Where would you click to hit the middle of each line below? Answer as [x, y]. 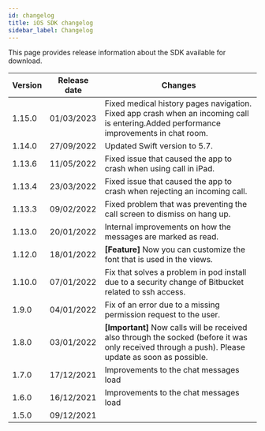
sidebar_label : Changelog [50, 30]
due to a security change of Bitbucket [174, 283]
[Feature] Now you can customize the [175, 249]
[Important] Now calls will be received [176, 328]
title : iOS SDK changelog [50, 23]
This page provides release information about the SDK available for [117, 53]
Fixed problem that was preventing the [176, 204]
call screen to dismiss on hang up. [168, 214]
